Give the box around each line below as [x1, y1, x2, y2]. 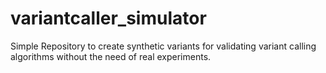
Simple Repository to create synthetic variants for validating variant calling [10, 40, 317, 52]
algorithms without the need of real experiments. [10, 50, 212, 62]
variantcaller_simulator [10, 7, 207, 30]
